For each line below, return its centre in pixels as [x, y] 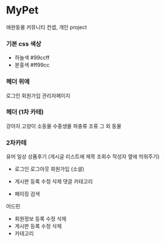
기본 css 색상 [24, 43]
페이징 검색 [27, 194]
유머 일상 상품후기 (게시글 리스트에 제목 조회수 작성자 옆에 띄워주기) [83, 156]
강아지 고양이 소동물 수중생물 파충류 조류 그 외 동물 [64, 126]
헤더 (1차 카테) [25, 112]
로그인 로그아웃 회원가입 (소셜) [49, 169]
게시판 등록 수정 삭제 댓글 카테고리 [54, 182]
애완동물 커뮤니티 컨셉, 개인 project [47, 27]
